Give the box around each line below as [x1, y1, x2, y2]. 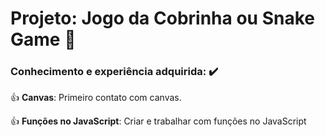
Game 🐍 [10, 28, 77, 51]
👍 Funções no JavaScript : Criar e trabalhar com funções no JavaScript [10, 115, 307, 127]
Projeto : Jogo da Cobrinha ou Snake [10, 7, 315, 30]
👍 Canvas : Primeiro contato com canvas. [10, 92, 182, 104]
